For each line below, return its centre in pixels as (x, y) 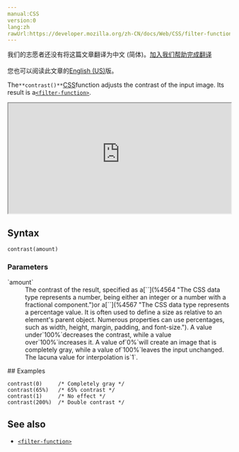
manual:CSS (23, 14)
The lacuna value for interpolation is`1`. (81, 357)
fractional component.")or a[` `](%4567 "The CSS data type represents (127, 305)
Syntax (23, 233)
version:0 (22, 20)
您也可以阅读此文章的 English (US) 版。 (63, 71)
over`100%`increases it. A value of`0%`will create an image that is (121, 343)
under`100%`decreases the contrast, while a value (98, 335)
